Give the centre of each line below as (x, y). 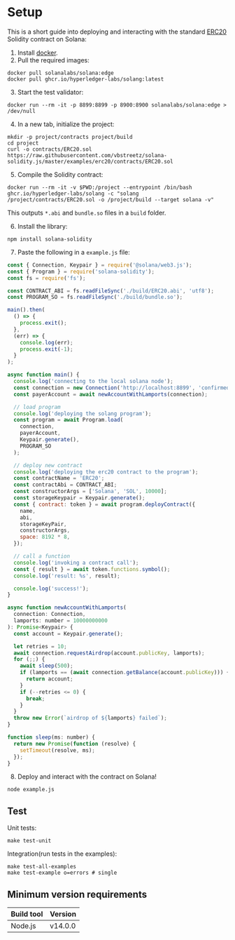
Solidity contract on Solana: (47, 39)
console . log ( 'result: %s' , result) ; (67, 576)
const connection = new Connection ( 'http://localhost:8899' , (105, 388)
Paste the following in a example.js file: (74, 252)
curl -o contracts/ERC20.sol (50, 149)
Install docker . (37, 53)
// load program (37, 407)
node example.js (31, 790)
